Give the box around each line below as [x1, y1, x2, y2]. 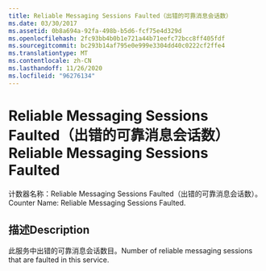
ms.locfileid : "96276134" [8, 72, 95, 80]
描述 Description [8, 223, 90, 236]
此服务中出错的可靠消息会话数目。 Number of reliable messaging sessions [8, 246, 253, 256]
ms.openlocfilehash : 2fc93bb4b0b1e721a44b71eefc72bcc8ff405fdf [8, 34, 226, 43]
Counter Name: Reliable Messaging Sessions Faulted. [8, 198, 186, 207]
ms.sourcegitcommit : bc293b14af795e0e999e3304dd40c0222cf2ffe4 [8, 42, 226, 50]
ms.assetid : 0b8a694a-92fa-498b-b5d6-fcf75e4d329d [8, 27, 182, 35]
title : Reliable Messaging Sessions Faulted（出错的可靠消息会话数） [8, 11, 232, 20]
